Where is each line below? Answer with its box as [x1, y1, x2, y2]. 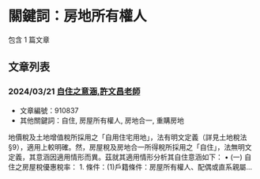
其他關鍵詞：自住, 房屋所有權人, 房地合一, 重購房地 [19, 116, 184, 125]
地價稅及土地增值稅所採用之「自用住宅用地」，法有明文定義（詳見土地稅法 [8, 132, 247, 142]
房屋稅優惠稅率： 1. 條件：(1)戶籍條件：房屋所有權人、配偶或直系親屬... [21, 162, 253, 171]
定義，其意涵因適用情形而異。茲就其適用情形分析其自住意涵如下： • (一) [8, 152, 243, 162]
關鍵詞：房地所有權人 [8, 7, 148, 25]
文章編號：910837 [19, 105, 79, 115]
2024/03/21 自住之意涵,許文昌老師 [8, 86, 141, 97]
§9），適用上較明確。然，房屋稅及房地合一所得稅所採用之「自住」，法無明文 [8, 142, 252, 151]
